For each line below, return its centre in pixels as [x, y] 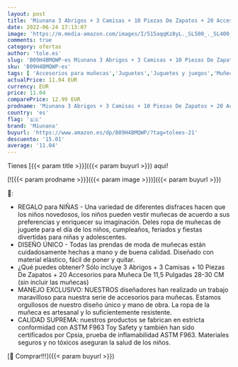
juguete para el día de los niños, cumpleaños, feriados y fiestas [110, 230]
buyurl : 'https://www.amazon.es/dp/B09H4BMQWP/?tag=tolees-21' [103, 132]
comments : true [30, 40]
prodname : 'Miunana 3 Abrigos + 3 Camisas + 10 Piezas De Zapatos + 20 [115, 106]
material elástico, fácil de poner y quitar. [76, 260]
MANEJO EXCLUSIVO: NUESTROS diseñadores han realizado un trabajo [123, 290]
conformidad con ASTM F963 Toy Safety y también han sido [106, 327]
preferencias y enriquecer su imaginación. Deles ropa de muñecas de [119, 222]
